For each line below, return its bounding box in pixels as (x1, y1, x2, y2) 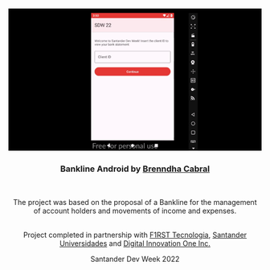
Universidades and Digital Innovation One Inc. (59, 238, 211, 248)
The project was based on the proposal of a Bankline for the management (13, 197, 257, 207)
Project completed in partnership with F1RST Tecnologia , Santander (22, 230, 247, 239)
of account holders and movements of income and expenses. (33, 206, 237, 215)
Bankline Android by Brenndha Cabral (59, 163, 211, 174)
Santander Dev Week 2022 (90, 254, 180, 264)
